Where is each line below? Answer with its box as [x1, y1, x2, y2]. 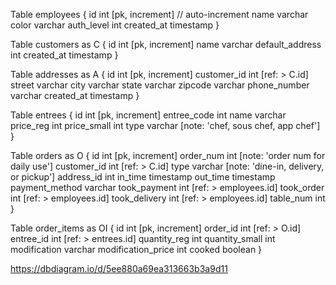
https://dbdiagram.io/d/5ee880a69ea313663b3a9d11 [10, 263, 228, 274]
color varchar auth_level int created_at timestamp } [10, 19, 220, 31]
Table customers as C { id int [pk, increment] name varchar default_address [10, 39, 322, 50]
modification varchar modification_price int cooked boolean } [10, 244, 263, 255]
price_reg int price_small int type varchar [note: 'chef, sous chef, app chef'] [10, 120, 321, 131]
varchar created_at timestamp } [10, 90, 140, 101]
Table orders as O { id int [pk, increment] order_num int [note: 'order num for [10, 150, 326, 161]
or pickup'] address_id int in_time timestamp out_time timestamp [10, 171, 276, 183]
